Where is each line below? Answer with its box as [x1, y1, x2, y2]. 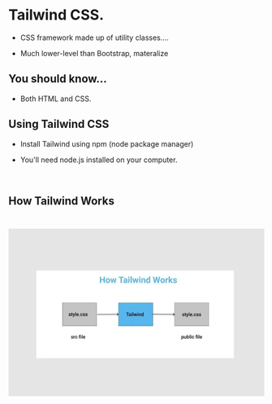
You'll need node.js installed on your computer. [19, 155, 178, 165]
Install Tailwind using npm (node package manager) [19, 138, 194, 148]
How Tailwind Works [8, 194, 115, 208]
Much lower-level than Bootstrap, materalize [19, 48, 169, 58]
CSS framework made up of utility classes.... [19, 33, 169, 42]
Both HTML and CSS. [19, 94, 92, 103]
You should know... [8, 72, 107, 86]
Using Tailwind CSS [8, 117, 110, 131]
